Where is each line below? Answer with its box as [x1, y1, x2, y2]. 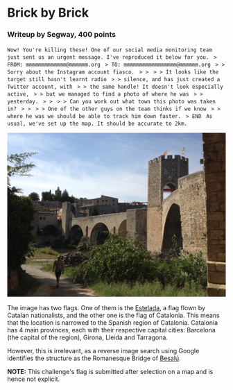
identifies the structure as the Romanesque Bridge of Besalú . [7, 354, 182, 362]
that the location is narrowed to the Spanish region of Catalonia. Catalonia [7, 319, 218, 327]
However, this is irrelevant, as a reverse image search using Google [7, 347, 200, 355]
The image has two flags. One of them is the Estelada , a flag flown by [7, 304, 206, 312]
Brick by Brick [7, 5, 89, 21]
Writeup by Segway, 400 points [7, 30, 116, 40]
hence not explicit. [7, 375, 60, 383]
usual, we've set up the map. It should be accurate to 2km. [7, 120, 188, 128]
